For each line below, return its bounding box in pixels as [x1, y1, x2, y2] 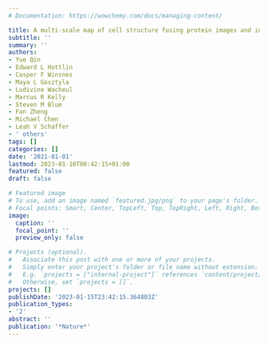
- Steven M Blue [8, 101, 62, 109]
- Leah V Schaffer [8, 123, 69, 131]
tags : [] [8, 138, 37, 146]
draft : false [8, 175, 52, 183]
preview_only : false [15, 233, 84, 242]
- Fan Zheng [8, 108, 48, 116]
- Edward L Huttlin [8, 63, 73, 72]
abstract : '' [8, 315, 52, 324]
